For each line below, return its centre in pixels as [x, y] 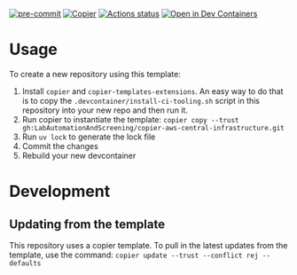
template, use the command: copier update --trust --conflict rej [134, 255]
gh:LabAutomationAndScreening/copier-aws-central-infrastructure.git [153, 128]
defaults [25, 263]
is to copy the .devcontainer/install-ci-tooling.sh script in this [141, 100]
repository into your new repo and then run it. [105, 110]
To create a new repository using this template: [95, 74]
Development [60, 192]
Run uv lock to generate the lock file [89, 137]
